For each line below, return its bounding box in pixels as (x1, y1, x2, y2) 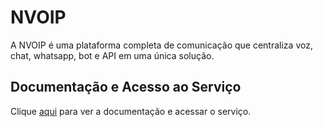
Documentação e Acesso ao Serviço (10, 79, 242, 96)
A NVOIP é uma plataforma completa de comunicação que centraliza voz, (10, 39, 313, 51)
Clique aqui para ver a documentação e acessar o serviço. (10, 105, 252, 117)
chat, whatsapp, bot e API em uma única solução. (10, 49, 215, 61)
